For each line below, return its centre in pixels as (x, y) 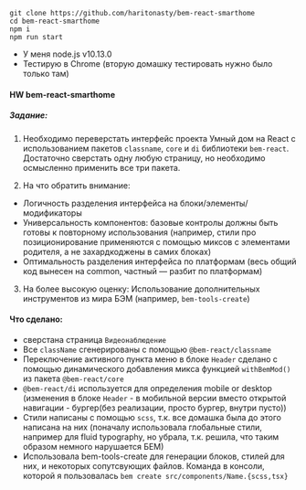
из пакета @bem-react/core (74, 378)
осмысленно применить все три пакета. (101, 167)
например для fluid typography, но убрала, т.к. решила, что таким (151, 437)
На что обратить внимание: (76, 185)
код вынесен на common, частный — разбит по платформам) (142, 271)
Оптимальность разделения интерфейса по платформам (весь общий (159, 261)
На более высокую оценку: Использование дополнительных (141, 289)
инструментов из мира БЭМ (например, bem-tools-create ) (136, 298)
